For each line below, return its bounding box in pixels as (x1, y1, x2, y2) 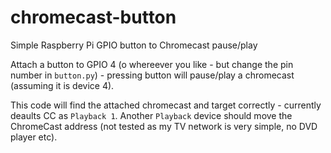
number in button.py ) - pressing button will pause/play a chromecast (10, 69, 295, 81)
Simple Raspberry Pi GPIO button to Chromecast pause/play (10, 39, 258, 51)
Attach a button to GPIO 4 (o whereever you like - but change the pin (10, 58, 294, 70)
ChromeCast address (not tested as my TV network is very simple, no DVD (10, 120, 318, 132)
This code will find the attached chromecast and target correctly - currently (10, 99, 322, 111)
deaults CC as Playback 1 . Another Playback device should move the (10, 109, 293, 121)
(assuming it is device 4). (10, 79, 115, 91)
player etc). (10, 131, 58, 143)
